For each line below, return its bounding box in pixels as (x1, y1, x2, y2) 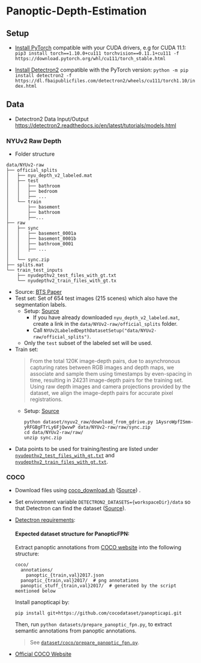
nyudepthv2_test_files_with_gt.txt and (14, 452, 115, 459)
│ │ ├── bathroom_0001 (6, 241, 74, 247)
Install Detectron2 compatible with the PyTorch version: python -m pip (14, 66, 189, 73)
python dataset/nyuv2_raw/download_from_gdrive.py (23, 419, 154, 425)
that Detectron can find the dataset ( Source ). (14, 505, 126, 512)
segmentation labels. (14, 301, 67, 308)
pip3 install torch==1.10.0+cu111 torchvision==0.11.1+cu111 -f (14, 50, 179, 57)
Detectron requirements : (14, 516, 76, 524)
